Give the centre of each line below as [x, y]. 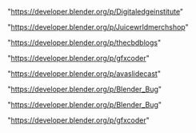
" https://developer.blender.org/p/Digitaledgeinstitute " [96, 12]
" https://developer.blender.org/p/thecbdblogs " [84, 42]
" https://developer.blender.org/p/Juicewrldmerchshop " [98, 27]
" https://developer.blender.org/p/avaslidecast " [84, 74]
